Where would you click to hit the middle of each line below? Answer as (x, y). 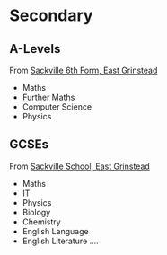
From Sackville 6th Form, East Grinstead (83, 70)
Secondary (51, 16)
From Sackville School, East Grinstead (79, 166)
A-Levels (35, 49)
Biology (36, 212)
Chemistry (41, 222)
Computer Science (57, 107)
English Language (55, 231)
